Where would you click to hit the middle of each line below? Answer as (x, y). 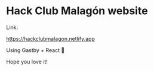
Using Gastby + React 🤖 (36, 50)
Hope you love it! (27, 62)
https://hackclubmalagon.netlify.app (51, 38)
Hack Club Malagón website (77, 11)
